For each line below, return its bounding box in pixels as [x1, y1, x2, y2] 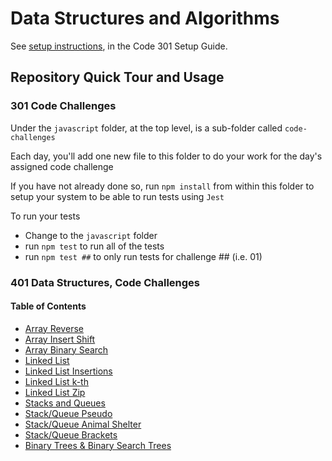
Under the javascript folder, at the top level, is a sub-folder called [10, 122, 283, 134]
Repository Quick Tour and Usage [10, 69, 225, 86]
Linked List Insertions [24, 365, 113, 377]
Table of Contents [10, 300, 87, 312]
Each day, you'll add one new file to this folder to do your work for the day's [10, 150, 323, 162]
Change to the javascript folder [24, 229, 158, 241]
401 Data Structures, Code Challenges [10, 275, 201, 289]
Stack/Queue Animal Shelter [24, 418, 142, 430]
